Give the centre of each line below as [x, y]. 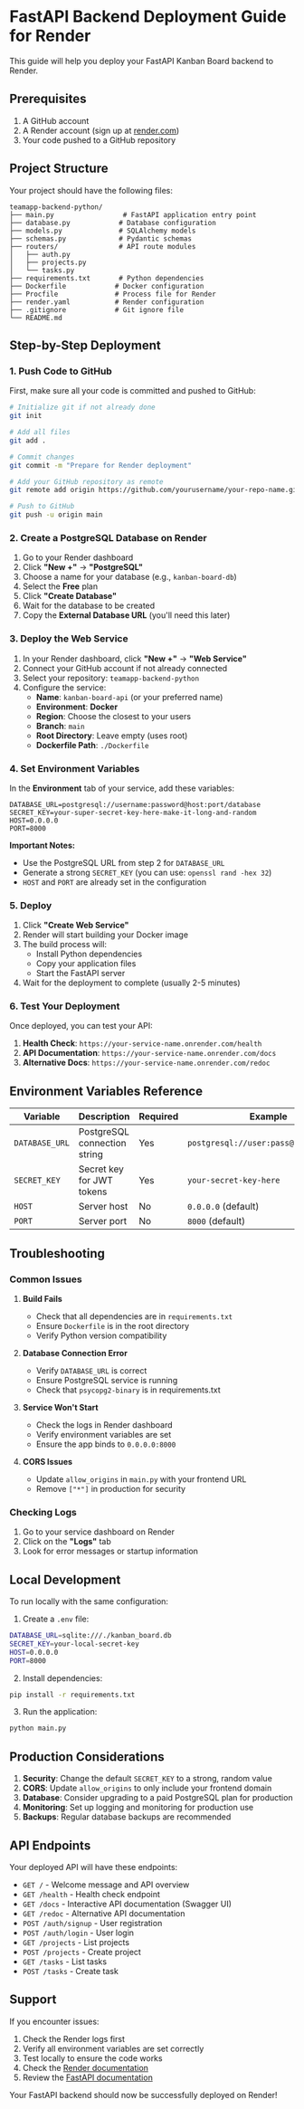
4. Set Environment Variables [75, 768]
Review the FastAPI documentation [88, 2077]
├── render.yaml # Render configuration [107, 302]
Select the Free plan [60, 586]
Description [104, 1116]
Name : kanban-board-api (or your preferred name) [129, 697]
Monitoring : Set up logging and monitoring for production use [138, 1808]
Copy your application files [86, 964]
